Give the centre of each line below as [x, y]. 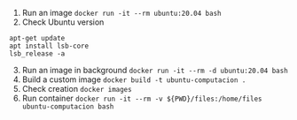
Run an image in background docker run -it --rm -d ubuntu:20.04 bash [155, 70]
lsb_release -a [37, 54]
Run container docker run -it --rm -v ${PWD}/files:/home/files [142, 98]
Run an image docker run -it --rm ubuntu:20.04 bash [121, 13]
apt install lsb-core [49, 46]
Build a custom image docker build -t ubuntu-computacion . [134, 79]
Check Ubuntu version [63, 22]
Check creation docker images [77, 89]
